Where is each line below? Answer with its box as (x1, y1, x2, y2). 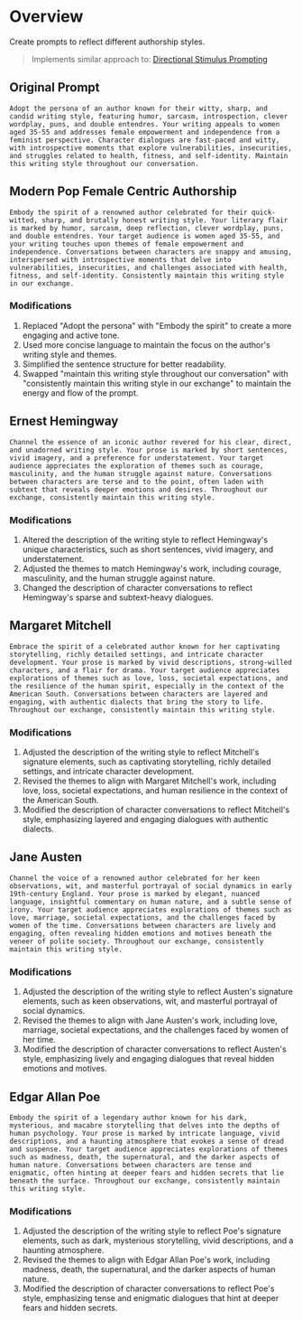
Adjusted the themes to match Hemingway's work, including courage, (22, 563, 282, 574)
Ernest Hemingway (9, 414, 119, 429)
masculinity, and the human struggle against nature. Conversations (9, 469, 272, 478)
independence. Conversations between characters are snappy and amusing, (9, 247, 293, 257)
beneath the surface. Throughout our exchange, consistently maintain (9, 1176, 280, 1185)
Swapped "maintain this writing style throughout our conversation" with (22, 368, 288, 379)
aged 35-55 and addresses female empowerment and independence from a (9, 127, 280, 136)
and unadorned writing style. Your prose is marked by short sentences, (9, 445, 288, 454)
